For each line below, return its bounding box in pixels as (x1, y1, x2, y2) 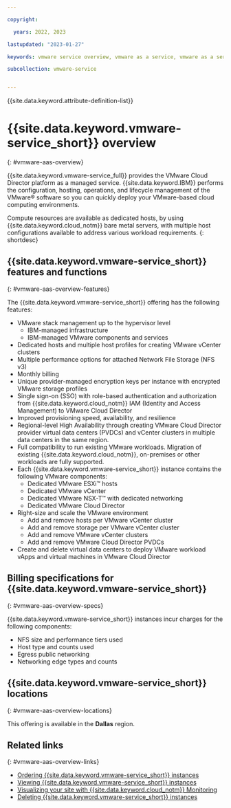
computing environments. (7, 201, 80, 209)
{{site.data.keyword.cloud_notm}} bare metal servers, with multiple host (7, 221, 211, 230)
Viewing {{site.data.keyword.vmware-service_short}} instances (16, 778, 197, 787)
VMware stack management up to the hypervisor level (16, 318, 170, 327)
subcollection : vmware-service (7, 66, 97, 73)
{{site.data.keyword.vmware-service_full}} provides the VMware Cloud (7, 171, 208, 179)
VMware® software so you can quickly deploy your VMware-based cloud (7, 193, 214, 201)
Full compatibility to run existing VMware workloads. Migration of (16, 443, 201, 451)
